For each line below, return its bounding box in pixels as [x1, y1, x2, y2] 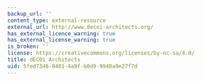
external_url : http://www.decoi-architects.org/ [7, 23, 154, 30]
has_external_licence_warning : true [7, 30, 116, 37]
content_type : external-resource [7, 17, 106, 24]
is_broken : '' [7, 43, 50, 50]
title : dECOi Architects [7, 56, 81, 63]
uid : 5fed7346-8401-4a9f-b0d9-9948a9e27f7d [7, 63, 138, 70]
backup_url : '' [7, 10, 52, 18]
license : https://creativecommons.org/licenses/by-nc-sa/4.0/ [7, 50, 195, 57]
